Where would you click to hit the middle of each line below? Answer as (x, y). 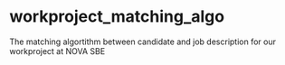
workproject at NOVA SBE (57, 51)
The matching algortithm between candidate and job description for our (142, 42)
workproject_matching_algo (117, 17)
